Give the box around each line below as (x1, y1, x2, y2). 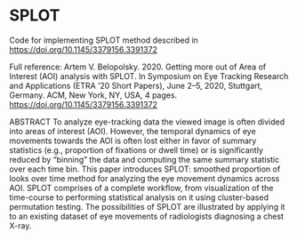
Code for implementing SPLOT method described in (9, 35, 198, 45)
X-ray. (9, 220, 32, 231)
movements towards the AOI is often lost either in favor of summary (9, 135, 257, 146)
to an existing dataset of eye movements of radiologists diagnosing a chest (9, 211, 285, 221)
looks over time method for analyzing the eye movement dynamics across (9, 172, 280, 183)
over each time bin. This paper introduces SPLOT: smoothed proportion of (9, 164, 281, 174)
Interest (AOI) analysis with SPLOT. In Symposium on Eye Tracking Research (9, 70, 289, 81)
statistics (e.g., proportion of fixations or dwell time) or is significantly (9, 144, 264, 156)
